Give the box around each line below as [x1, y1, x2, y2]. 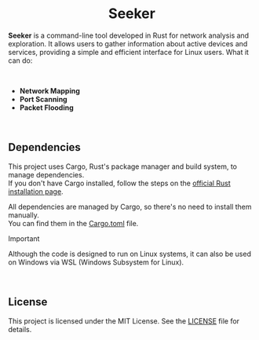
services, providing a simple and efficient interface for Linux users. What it [8, 47, 250, 57]
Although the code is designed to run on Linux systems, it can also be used [8, 249, 251, 258]
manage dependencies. [8, 170, 85, 179]
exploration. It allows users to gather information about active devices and [8, 38, 248, 48]
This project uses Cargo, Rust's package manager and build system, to [8, 162, 238, 171]
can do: [8, 56, 33, 65]
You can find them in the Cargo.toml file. [8, 218, 139, 228]
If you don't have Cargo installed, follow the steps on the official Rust [8, 178, 232, 188]
